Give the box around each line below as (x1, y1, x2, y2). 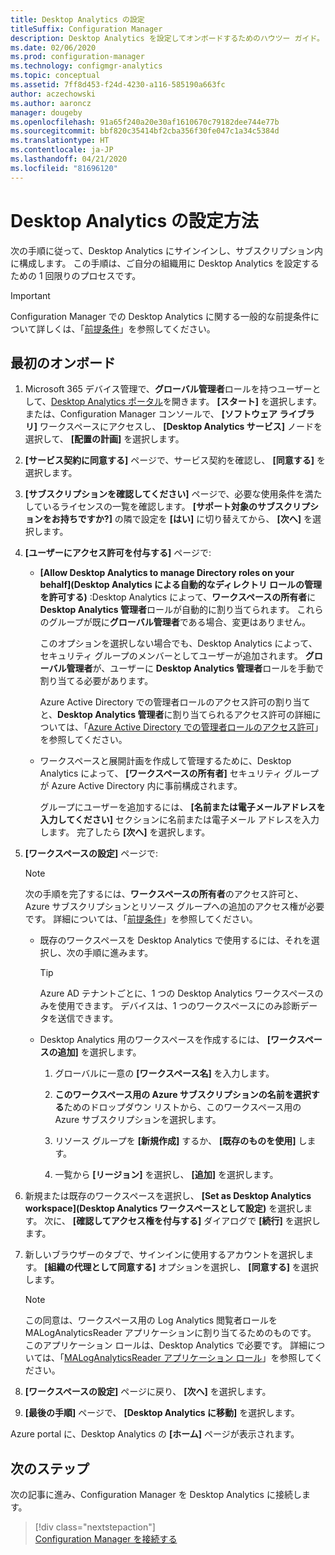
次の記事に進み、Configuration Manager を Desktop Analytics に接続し (10, 1489, 302, 1501)
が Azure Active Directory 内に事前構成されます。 (39, 780, 243, 792)
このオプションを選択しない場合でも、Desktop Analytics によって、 (39, 637, 318, 650)
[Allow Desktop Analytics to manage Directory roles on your (39, 567, 295, 579)
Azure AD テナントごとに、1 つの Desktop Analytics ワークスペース (39, 987, 315, 1000)
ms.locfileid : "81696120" (10, 163, 118, 173)
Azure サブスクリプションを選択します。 (54, 1114, 222, 1126)
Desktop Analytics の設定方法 (10, 209, 259, 232)
